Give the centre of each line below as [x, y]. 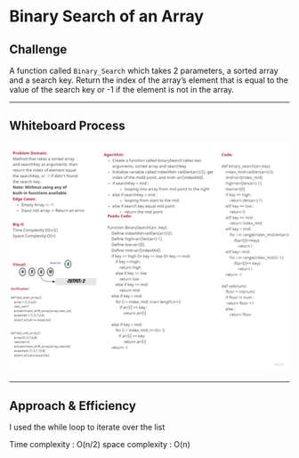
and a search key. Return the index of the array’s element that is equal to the [149, 80]
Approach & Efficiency [73, 406]
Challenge [38, 49]
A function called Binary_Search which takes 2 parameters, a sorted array [144, 70]
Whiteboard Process [68, 126]
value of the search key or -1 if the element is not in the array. [121, 90]
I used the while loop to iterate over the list [87, 427]
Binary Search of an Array [107, 16]
